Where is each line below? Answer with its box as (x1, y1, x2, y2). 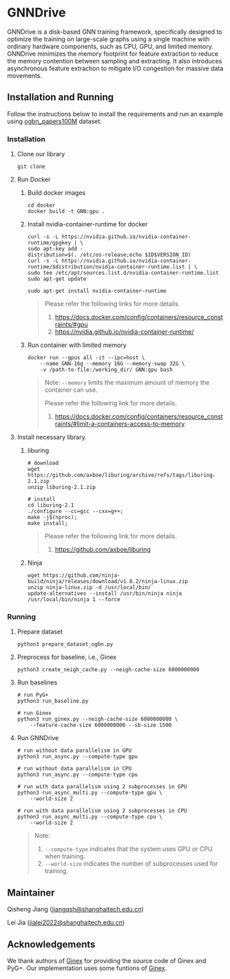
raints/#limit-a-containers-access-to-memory (54, 420, 185, 428)
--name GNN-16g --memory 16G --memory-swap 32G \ (40, 360, 185, 368)
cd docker (27, 202, 56, 209)
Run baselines (17, 678, 58, 686)
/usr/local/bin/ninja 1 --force (27, 596, 121, 603)
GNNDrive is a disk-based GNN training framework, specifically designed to (7, 28, 222, 36)
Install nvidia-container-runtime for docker (27, 220, 148, 229)
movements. (7, 71, 43, 80)
